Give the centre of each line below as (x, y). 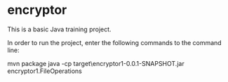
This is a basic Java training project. (59, 29)
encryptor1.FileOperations (45, 71)
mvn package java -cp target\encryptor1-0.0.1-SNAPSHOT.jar (96, 63)
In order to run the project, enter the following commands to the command (115, 42)
